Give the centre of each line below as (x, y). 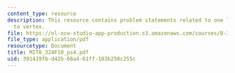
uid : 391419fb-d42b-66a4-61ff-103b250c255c (72, 59)
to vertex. (29, 26)
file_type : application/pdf (48, 40)
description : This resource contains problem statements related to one (115, 20)
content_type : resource (42, 14)
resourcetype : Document (42, 46)
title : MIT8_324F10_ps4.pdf (48, 53)
